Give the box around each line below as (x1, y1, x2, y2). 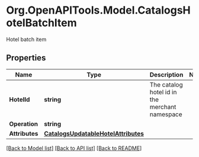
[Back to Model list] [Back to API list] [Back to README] (6, 145, 142, 152)
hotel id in (149, 88, 177, 96)
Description (149, 71, 184, 79)
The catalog (149, 81, 183, 89)
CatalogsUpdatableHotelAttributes (44, 129, 144, 137)
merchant (149, 102, 176, 111)
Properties (6, 53, 46, 63)
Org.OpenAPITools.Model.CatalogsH (6, 4, 191, 17)
